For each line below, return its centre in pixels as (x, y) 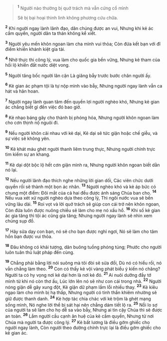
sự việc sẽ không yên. (28, 138)
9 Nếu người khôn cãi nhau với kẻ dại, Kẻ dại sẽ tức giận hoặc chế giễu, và (82, 133)
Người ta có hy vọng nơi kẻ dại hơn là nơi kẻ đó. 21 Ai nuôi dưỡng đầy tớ (78, 275)
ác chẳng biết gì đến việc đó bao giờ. (43, 107)
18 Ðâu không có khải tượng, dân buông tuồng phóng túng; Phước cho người (83, 247)
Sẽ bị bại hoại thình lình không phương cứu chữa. (68, 17)
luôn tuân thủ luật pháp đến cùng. (40, 252)
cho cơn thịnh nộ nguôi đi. (32, 123)
